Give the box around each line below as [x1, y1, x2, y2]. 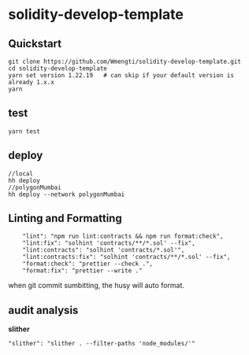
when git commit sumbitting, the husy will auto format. [8, 281, 185, 290]
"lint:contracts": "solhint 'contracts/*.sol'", [22, 246, 185, 254]
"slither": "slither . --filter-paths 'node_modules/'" [8, 340, 195, 348]
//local [8, 169, 34, 178]
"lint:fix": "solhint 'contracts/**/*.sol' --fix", [22, 239, 195, 247]
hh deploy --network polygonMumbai [8, 190, 125, 198]
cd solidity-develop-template [8, 65, 108, 72]
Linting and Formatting [8, 212, 122, 225]
